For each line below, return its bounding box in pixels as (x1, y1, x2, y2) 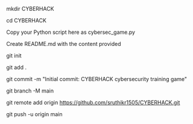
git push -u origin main (6, 111, 63, 117)
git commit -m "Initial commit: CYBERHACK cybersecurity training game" (6, 76, 188, 82)
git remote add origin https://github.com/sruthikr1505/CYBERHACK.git (6, 99, 180, 106)
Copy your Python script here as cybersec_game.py (6, 28, 136, 36)
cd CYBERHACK (6, 17, 47, 24)
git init (6, 52, 22, 59)
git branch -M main (6, 87, 54, 94)
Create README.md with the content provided (6, 41, 121, 47)
